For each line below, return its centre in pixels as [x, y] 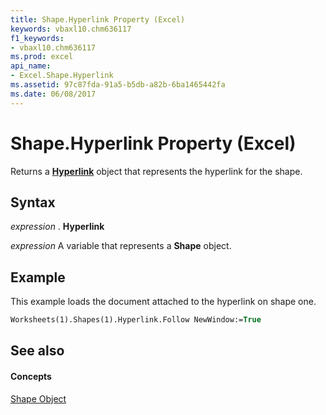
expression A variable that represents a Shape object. [121, 246]
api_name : [31, 66]
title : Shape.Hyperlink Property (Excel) [98, 19]
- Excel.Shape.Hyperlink [62, 76]
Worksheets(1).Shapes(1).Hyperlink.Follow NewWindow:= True [136, 320]
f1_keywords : [37, 38]
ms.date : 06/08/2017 [53, 94]
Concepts [31, 377]
